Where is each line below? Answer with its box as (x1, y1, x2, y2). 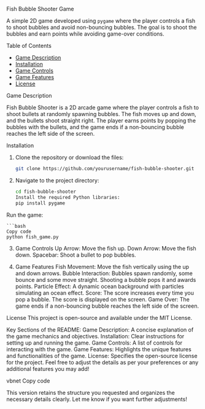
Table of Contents (6, 42, 52, 49)
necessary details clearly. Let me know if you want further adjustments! (6, 395, 187, 403)
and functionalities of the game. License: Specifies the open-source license (6, 352, 198, 359)
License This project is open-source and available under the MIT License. (6, 314, 192, 321)
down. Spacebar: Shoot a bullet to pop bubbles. (15, 251, 136, 259)
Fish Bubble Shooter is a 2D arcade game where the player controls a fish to (6, 104, 199, 111)
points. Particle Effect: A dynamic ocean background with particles (15, 282, 184, 290)
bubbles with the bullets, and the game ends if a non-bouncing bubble (6, 123, 184, 131)
